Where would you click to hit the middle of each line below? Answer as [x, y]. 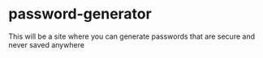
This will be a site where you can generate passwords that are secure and [132, 36]
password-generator [80, 14]
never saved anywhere [47, 44]
